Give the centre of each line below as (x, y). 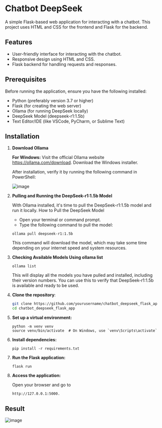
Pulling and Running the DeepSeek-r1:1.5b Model (62, 196)
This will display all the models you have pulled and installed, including (82, 275)
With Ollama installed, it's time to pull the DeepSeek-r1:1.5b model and (81, 205)
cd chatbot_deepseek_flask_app (44, 308)
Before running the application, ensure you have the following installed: (76, 91)
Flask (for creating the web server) (46, 106)
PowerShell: (24, 177)
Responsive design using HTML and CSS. (53, 59)
